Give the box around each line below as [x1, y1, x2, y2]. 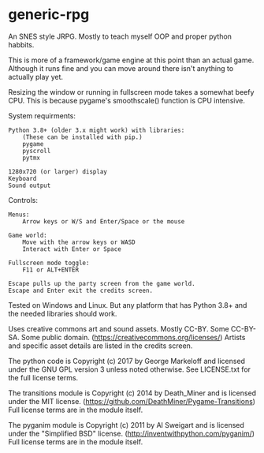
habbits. [8, 39, 35, 49]
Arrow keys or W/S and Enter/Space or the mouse [22, 217, 185, 226]
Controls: [8, 195, 38, 204]
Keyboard [8, 174, 37, 182]
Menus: [8, 211, 30, 219]
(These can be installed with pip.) [22, 133, 143, 141]
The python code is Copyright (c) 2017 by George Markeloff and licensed [8, 356, 246, 365]
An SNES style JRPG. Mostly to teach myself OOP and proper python [8, 32, 232, 41]
